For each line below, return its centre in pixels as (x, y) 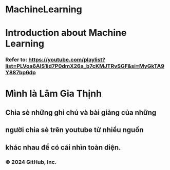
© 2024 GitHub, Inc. (31, 162)
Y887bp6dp (21, 73)
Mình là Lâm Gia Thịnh (53, 94)
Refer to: (16, 60)
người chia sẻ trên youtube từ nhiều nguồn (74, 130)
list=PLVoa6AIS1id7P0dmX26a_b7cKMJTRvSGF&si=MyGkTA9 (85, 66)
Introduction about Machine (66, 33)
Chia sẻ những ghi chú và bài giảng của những (81, 112)
